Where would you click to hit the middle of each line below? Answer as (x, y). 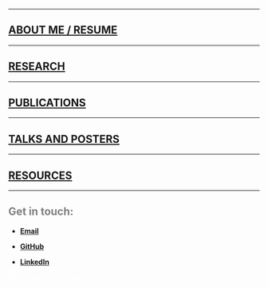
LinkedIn (34, 262)
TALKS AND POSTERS (64, 139)
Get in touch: (41, 212)
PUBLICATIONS (47, 103)
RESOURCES (40, 175)
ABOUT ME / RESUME (63, 30)
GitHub (32, 246)
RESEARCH (37, 67)
